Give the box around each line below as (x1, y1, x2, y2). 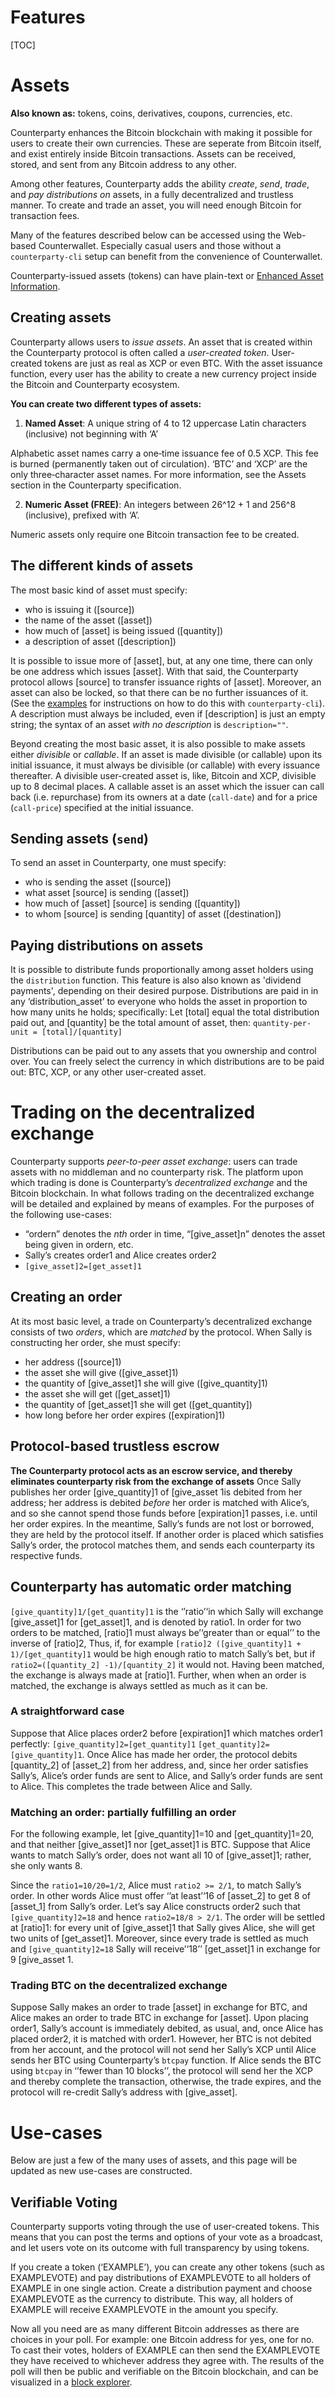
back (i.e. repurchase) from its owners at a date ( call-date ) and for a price (10, 791, 318, 803)
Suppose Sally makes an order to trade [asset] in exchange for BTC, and (10, 2001, 308, 2013)
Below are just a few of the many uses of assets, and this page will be (10, 2154, 298, 2166)
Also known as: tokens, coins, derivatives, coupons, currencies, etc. (10, 107, 293, 119)
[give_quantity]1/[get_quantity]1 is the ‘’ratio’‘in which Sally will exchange (10, 1605, 324, 1617)
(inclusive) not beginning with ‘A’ (24, 427, 159, 440)
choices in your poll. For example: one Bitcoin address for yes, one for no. (10, 2334, 315, 2346)
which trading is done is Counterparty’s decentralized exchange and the (10, 1177, 308, 1189)
